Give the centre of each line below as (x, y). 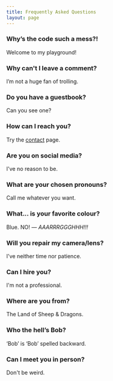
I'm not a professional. (34, 285)
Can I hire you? (29, 272)
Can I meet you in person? (46, 359)
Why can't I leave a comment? (52, 68)
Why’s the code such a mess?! (52, 39)
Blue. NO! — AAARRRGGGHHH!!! (47, 227)
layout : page (23, 18)
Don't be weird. (26, 372)
